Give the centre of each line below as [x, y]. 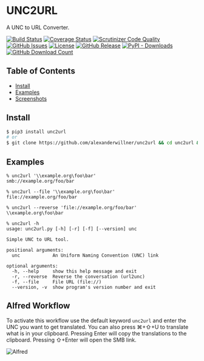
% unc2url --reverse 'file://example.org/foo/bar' [72, 207]
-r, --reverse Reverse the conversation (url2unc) [79, 277]
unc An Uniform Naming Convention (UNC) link [85, 255]
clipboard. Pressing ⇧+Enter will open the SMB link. [71, 340]
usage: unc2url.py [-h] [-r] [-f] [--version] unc [72, 229]
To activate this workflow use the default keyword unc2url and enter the [96, 320]
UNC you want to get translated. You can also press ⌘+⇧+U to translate [97, 327]
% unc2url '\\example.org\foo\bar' [51, 176]
